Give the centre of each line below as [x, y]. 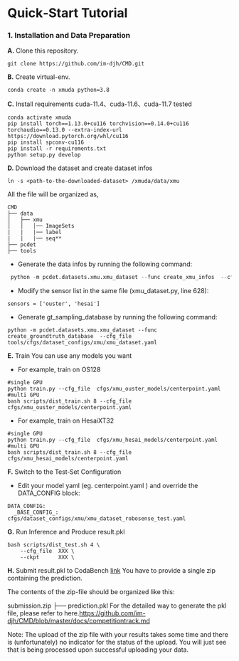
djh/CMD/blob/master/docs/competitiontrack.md [79, 621]
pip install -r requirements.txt [57, 149]
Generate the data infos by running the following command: [105, 264]
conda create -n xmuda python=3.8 [59, 90]
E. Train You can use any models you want [70, 356]
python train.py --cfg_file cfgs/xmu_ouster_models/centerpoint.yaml [114, 389]
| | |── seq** [34, 239]
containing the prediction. [45, 578]
